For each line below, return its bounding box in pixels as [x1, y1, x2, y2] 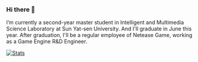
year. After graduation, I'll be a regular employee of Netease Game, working [6, 32, 193, 39]
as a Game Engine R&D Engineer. [6, 38, 88, 45]
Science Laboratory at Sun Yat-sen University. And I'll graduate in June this [6, 25, 192, 32]
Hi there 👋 [6, 5, 36, 14]
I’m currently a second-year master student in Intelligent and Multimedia [6, 19, 184, 26]
